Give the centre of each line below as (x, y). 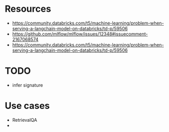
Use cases (27, 106)
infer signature (28, 85)
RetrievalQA (25, 120)
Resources (28, 9)
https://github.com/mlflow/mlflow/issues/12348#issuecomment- (80, 34)
